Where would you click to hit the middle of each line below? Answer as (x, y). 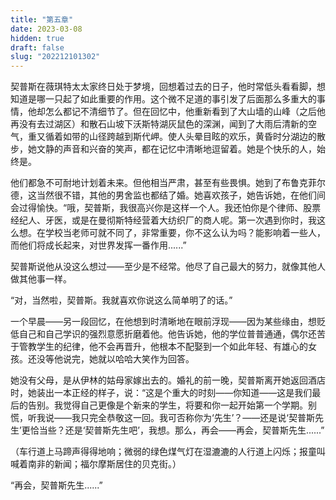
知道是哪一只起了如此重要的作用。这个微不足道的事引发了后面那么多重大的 (163, 99)
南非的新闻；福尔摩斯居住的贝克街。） (104, 464)
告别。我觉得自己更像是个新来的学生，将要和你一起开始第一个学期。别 (172, 405)
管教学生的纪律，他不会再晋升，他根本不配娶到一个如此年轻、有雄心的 (163, 347)
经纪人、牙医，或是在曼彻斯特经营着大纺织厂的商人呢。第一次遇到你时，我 (163, 220)
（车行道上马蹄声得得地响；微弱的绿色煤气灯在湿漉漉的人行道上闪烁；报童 (163, 452)
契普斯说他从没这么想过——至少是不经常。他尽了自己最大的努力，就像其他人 (168, 267)
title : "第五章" (42, 19)
